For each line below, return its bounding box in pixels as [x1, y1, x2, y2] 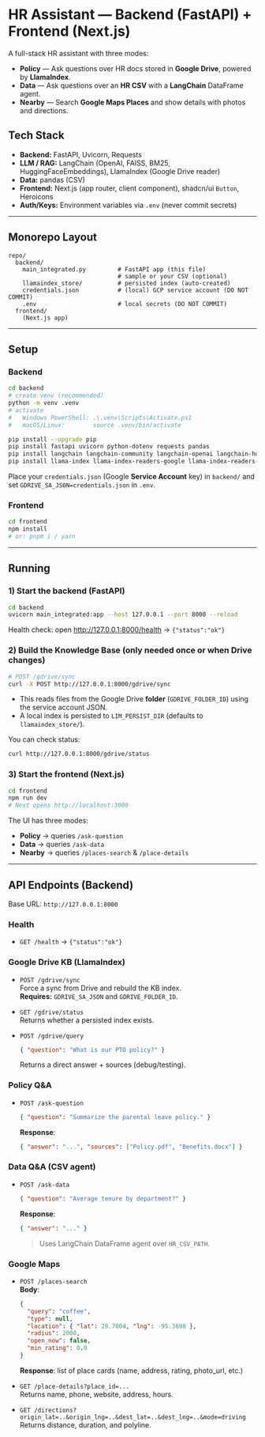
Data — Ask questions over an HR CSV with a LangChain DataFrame [19, 81, 244, 90]
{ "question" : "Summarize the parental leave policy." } [19, 1113, 211, 1121]
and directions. [19, 105, 69, 115]
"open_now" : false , [27, 1337, 91, 1345]
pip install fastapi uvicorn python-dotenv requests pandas [8, 443, 211, 451]
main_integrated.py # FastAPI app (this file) [22, 265, 207, 274]
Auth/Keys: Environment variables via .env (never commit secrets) [19, 200, 237, 210]
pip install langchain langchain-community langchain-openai [8, 450, 214, 458]
